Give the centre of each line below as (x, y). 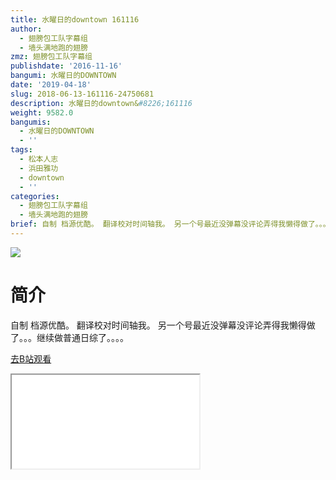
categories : (35, 196)
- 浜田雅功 (39, 168)
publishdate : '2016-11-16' (66, 66)
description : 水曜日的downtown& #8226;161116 (101, 103)
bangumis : (31, 122)
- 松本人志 (39, 159)
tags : (21, 150)
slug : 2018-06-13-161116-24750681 (82, 94)
